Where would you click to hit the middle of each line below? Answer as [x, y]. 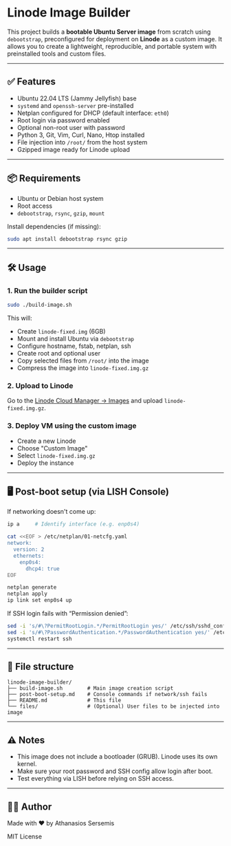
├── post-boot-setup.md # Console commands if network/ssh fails [107, 695]
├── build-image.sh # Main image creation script [90, 688]
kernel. [27, 764]
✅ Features [32, 82]
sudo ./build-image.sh [40, 305]
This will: [20, 318]
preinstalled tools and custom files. [57, 54]
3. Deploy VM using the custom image [72, 426]
